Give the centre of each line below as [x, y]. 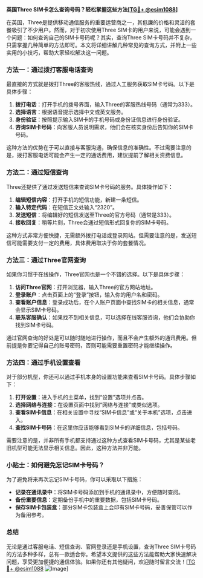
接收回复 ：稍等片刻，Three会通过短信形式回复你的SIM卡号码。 [93, 222]
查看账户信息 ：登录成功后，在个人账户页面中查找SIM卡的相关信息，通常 [105, 302]
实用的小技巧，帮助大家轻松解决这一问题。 [59, 53]
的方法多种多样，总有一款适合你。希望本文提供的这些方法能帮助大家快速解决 [101, 554]
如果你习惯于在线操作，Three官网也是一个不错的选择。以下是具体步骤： [96, 274]
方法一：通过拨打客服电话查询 [50, 70]
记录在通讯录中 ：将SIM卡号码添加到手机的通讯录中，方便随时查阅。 [99, 492]
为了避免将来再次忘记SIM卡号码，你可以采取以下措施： [75, 479]
